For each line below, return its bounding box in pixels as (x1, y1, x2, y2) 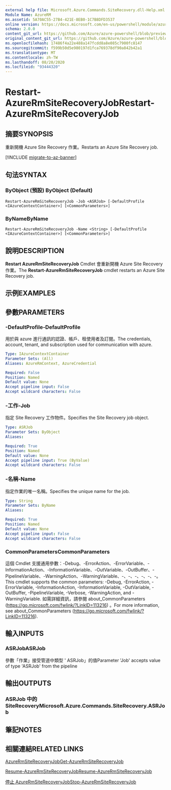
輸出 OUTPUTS (5, 679, 52, 687)
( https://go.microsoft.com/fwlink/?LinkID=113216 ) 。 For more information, (5, 602, 159, 608)
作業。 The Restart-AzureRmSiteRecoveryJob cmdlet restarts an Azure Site (5, 267, 165, 273)
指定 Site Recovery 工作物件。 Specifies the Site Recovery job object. (5, 414, 149, 421)
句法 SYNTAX (5, 170, 47, 179)
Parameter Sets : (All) (5, 356, 53, 361)
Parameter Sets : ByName (5, 503, 56, 508)
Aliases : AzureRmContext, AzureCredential (5, 361, 97, 366)
